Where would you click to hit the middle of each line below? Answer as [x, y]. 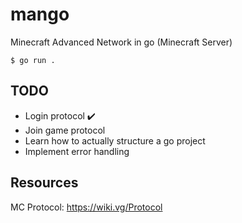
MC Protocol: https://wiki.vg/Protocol [86, 207]
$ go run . [33, 60]
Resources [44, 183]
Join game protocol [65, 130]
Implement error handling [77, 151]
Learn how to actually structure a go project [115, 140]
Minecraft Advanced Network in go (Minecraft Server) [121, 42]
